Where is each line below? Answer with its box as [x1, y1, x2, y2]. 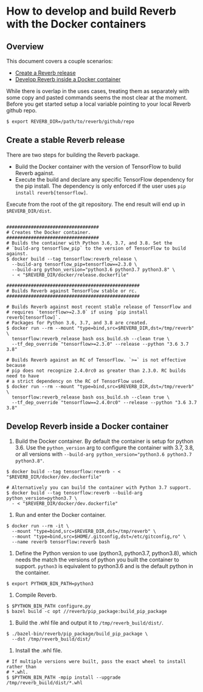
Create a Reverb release [15, 69, 76, 77]
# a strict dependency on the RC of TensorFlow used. [6, 378, 146, 384]
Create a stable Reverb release [6, 135, 125, 145]
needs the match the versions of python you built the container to [15, 556, 179, 563]
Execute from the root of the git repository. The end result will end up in [6, 200, 185, 208]
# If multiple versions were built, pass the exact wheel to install [6, 658, 187, 665]
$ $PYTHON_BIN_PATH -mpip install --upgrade [6, 674, 121, 680]
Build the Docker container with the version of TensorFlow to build [15, 163, 181, 170]
